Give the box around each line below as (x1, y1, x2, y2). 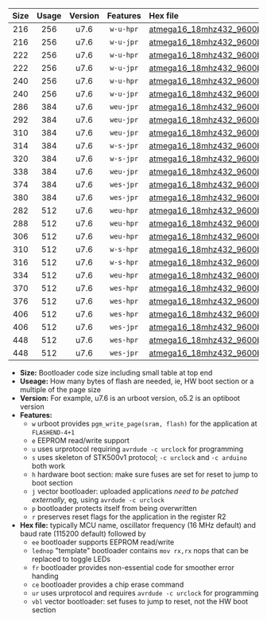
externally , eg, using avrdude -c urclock (31, 495, 165, 505)
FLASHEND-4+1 (31, 429, 75, 437)
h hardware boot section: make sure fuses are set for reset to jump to (31, 470, 258, 479)
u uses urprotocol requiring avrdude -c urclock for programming (31, 444, 244, 454)
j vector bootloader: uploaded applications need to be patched (31, 486, 238, 496)
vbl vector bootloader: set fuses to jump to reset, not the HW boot (31, 597, 249, 606)
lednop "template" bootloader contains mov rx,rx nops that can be (31, 546, 249, 555)
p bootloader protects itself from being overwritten (31, 504, 197, 513)
